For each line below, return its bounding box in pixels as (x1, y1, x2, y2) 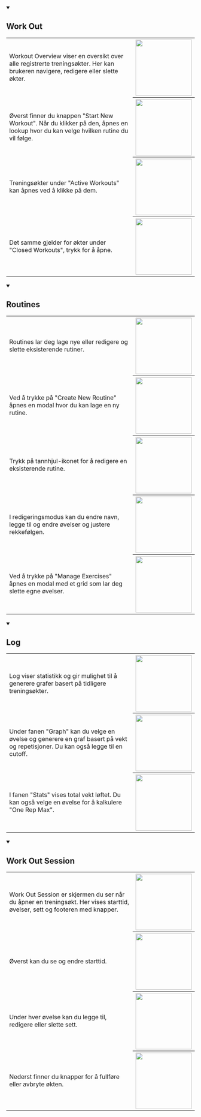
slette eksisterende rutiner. (9, 345, 85, 353)
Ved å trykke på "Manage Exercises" (9, 572, 112, 581)
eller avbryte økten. (9, 1080, 64, 1088)
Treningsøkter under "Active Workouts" (9, 178, 120, 187)
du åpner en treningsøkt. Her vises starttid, (9, 897, 130, 906)
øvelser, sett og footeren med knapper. (9, 905, 118, 914)
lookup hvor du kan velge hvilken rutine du (9, 127, 129, 135)
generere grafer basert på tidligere (9, 679, 106, 687)
